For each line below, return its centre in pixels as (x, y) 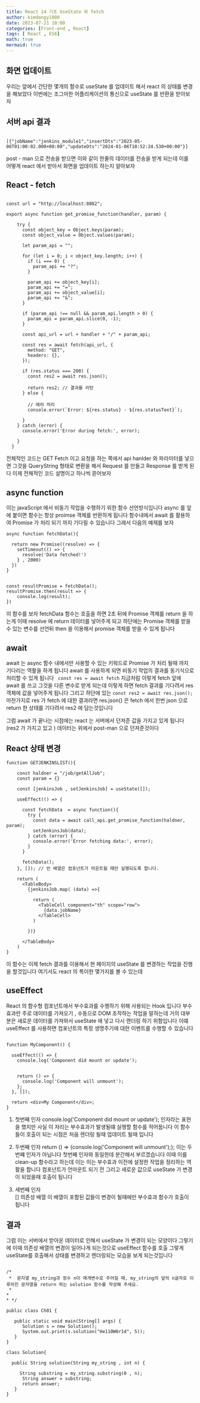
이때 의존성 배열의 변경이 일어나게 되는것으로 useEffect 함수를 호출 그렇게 (98, 1248)
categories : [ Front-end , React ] (48, 28)
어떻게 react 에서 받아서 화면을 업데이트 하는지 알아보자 (71, 166)
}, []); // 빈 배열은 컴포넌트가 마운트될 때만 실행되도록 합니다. (88, 868)
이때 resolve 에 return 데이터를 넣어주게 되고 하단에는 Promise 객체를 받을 (104, 621)
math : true (20, 39)
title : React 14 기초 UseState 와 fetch (55, 12)
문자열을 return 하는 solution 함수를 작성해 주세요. (80, 1285)
